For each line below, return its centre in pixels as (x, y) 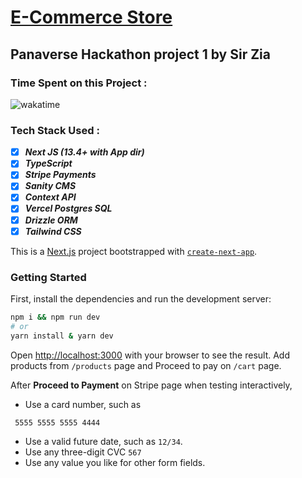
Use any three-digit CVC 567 (83, 452)
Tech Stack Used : (55, 130)
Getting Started (48, 277)
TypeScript (48, 163)
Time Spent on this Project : (79, 83)
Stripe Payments (60, 175)
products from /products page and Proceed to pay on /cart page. (146, 365)
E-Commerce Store (91, 17)
